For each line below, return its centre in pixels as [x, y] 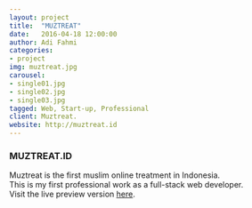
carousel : [28, 76]
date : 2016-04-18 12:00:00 [63, 34]
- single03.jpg [37, 100]
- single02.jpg [37, 92]
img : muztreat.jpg [43, 68]
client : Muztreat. [43, 116]
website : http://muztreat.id [63, 125]
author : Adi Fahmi [43, 42]
